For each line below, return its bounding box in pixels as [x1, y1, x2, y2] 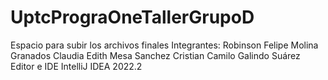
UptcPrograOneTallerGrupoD [10, 6, 255, 29]
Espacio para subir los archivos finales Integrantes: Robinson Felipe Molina [10, 39, 319, 51]
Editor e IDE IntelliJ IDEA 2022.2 [10, 60, 143, 72]
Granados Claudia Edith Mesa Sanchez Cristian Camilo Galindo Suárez [10, 49, 301, 61]
